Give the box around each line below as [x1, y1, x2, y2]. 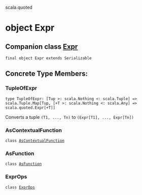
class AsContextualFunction [5, 138, 65, 143]
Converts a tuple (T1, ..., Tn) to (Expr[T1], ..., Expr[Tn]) [5, 114, 134, 120]
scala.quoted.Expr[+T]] [5, 105, 56, 110]
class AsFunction [5, 161, 42, 167]
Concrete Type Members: [5, 70, 88, 78]
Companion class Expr [5, 42, 78, 51]
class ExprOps [5, 185, 35, 190]
